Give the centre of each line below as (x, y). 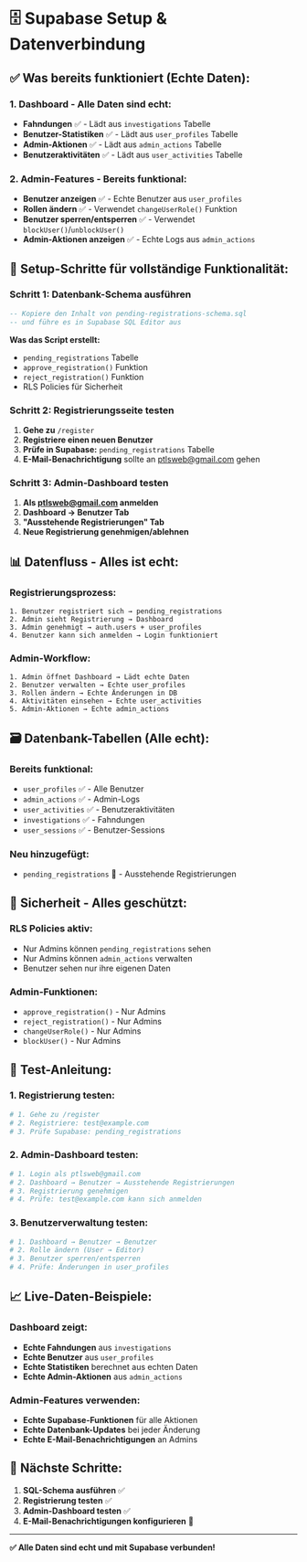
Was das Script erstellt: (55, 339)
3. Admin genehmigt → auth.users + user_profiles (106, 627)
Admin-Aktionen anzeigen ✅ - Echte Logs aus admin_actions (139, 239)
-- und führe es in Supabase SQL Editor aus (95, 322)
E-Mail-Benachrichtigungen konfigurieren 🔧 (108, 1521)
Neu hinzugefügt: (49, 854)
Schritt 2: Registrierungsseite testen (92, 410)
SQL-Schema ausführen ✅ (74, 1490)
